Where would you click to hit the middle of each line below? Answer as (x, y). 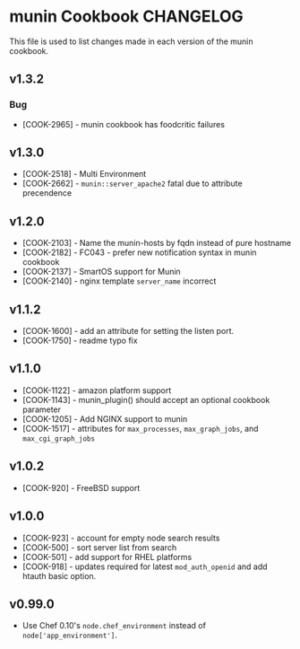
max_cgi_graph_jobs (59, 439)
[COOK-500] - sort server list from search (99, 547)
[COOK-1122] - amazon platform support (97, 390)
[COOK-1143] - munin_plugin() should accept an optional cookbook (146, 399)
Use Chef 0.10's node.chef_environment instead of (114, 626)
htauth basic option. (59, 575)
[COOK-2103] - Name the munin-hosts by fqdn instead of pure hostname (157, 243)
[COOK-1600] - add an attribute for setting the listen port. (128, 331)
